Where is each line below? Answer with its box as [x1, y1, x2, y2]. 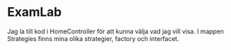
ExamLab [7, 4, 62, 20]
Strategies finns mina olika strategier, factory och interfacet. [7, 34, 180, 42]
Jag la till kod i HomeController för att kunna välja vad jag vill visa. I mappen [7, 27, 224, 35]
